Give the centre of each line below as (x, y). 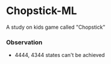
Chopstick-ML (42, 11)
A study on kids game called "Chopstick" (56, 27)
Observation (24, 42)
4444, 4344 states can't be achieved (60, 55)
